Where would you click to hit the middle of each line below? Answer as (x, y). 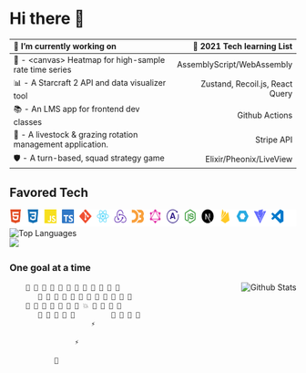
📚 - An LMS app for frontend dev (76, 109)
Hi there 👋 (47, 19)
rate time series (42, 69)
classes (28, 122)
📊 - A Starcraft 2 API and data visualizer (90, 82)
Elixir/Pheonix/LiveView (249, 160)
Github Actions (265, 115)
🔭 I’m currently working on (65, 47)
